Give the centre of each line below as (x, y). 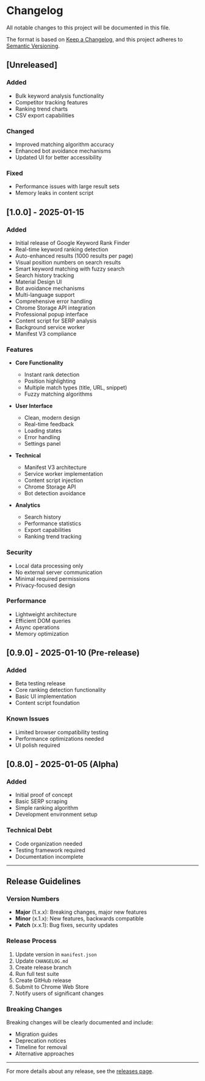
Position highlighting (50, 381)
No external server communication (59, 572)
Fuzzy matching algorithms (58, 394)
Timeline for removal (41, 1047)
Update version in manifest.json (56, 954)
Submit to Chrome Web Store (52, 986)
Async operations (37, 627)
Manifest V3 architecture (56, 467)
